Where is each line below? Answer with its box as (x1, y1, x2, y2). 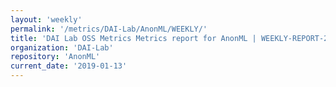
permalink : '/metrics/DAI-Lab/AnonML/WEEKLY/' (10, 24, 208, 34)
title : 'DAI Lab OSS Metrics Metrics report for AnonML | (10, 33, 257, 43)
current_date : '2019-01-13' (10, 61, 128, 71)
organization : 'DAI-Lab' (10, 42, 114, 53)
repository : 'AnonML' (10, 52, 101, 62)
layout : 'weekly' (10, 14, 83, 25)
